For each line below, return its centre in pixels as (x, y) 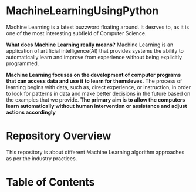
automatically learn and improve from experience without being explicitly (94, 57)
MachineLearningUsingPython (82, 11)
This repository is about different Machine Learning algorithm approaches (95, 152)
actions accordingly (31, 112)
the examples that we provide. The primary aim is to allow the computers (96, 100)
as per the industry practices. (42, 158)
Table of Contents (50, 182)
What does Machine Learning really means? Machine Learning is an (90, 45)
